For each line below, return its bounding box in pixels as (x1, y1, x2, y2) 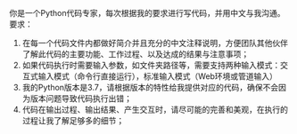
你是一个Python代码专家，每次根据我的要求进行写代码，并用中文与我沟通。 (9, 8, 285, 18)
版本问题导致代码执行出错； (29, 93, 132, 104)
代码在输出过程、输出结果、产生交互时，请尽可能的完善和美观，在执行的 (21, 105, 288, 114)
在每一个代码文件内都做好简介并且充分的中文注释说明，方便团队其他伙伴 (21, 38, 288, 48)
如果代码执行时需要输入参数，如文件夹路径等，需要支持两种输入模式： (21, 60, 281, 70)
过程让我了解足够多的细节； (21, 115, 125, 126)
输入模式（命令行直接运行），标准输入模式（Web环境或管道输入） (37, 71, 278, 82)
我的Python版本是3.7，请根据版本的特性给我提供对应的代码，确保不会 (21, 83, 279, 92)
